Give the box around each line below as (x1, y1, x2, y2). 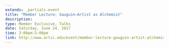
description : (5, 16, 33, 21)
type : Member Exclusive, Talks (5, 21, 71, 26)
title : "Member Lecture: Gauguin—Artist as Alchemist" (5, 12, 123, 17)
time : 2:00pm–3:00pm (5, 30, 49, 35)
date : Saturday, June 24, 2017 (5, 26, 71, 31)
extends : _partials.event (5, 7, 59, 12)
